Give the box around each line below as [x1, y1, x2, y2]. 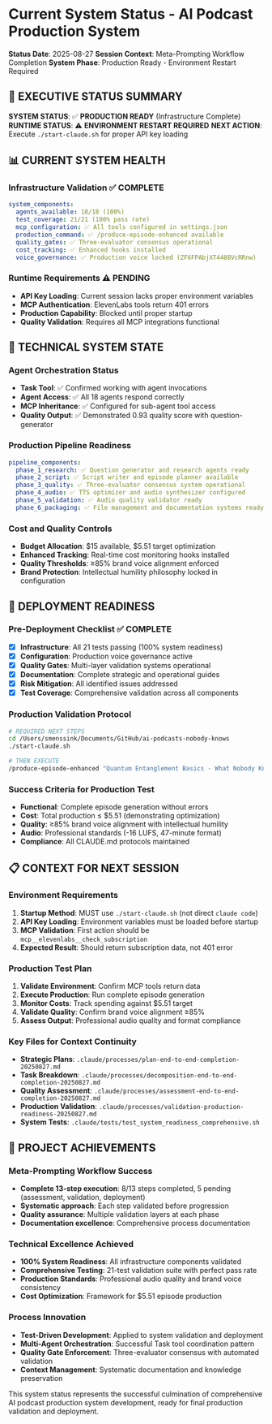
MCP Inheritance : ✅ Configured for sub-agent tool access [19, 401, 216, 411]
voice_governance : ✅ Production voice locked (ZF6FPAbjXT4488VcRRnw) [15, 253, 257, 261]
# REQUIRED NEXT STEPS [8, 727, 85, 736]
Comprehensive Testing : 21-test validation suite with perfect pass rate [19, 1266, 257, 1275]
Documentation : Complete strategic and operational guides [19, 670, 220, 680]
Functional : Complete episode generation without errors [19, 802, 209, 812]
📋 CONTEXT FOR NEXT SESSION [8, 861, 180, 875]
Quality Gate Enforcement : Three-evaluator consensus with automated [19, 1347, 260, 1357]
